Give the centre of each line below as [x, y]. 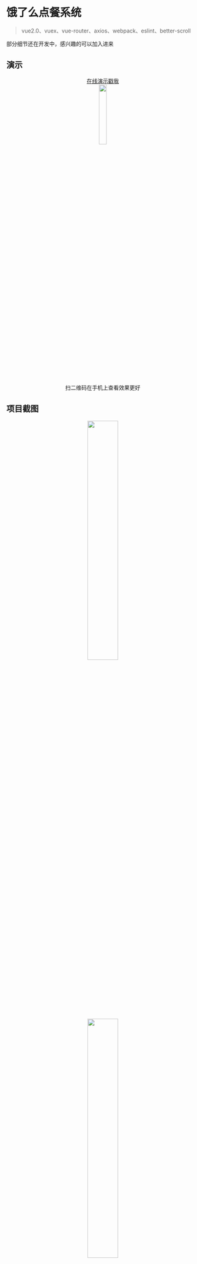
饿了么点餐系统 [44, 13]
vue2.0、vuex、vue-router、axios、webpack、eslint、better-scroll [106, 31]
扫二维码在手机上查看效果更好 [103, 388]
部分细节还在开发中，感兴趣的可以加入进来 [60, 44]
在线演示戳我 [103, 81]
